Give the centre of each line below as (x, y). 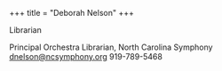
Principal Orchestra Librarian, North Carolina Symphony (111, 47)
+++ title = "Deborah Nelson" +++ (72, 13)
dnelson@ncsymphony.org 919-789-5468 (86, 56)
